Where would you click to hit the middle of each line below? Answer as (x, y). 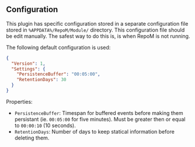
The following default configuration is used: (58, 47)
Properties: (20, 101)
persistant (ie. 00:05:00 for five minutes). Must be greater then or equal (100, 119)
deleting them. (32, 138)
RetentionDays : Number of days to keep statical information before (95, 131)
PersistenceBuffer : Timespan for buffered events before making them (99, 113)
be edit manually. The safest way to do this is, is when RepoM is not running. (98, 36)
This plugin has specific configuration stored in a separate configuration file (97, 23)
